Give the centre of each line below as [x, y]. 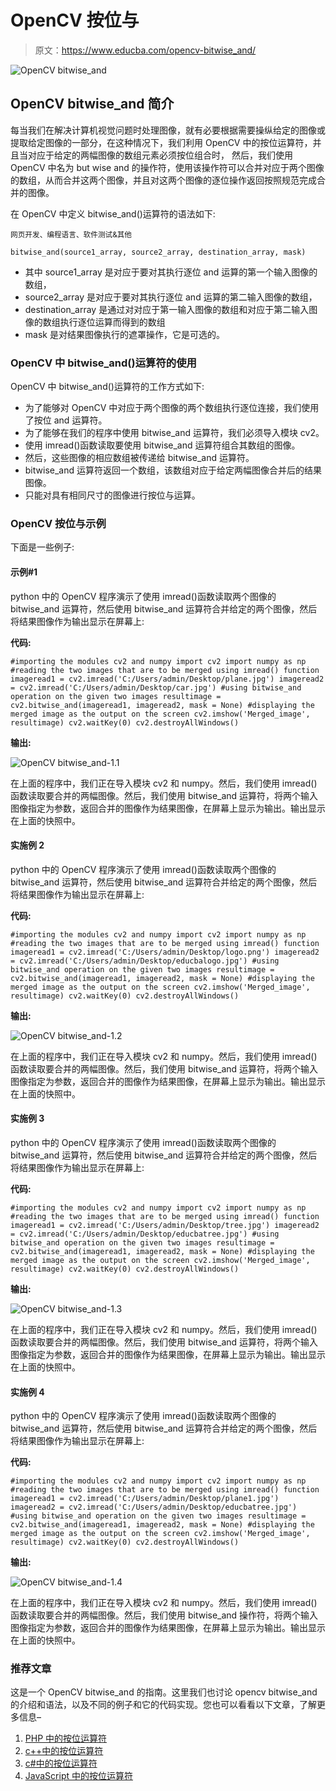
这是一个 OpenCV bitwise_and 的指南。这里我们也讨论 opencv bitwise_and [164, 1692]
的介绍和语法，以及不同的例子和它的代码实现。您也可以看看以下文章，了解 [163, 1705]
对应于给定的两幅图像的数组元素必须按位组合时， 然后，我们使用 [160, 155]
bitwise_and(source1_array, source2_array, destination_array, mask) [158, 252]
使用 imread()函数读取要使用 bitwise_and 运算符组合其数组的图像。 [162, 445]
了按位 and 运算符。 [66, 420]
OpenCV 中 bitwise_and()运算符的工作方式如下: [107, 387]
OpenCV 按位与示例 [58, 523]
